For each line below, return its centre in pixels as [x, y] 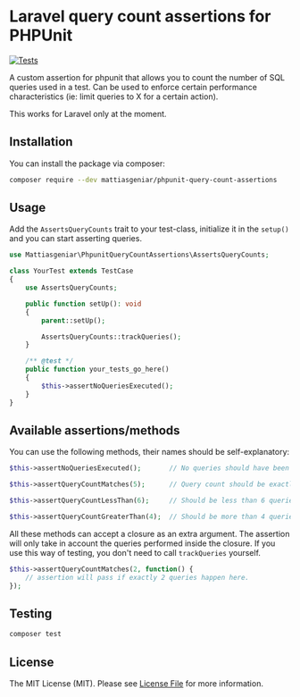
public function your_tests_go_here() [97, 369]
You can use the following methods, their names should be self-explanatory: [150, 452]
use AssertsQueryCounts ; [71, 288]
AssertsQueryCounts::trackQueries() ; [111, 337]
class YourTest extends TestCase [71, 271]
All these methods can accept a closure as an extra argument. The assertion [150, 533]
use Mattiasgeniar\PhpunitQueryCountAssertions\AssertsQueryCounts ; [139, 255]
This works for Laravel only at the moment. [88, 113]
